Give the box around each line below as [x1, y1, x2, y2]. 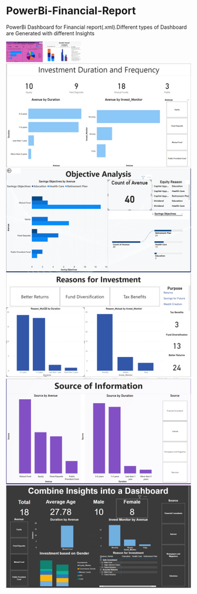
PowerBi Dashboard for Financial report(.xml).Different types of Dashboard [6, 23, 187, 31]
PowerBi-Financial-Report [6, 4, 136, 18]
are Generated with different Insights [6, 29, 95, 36]
